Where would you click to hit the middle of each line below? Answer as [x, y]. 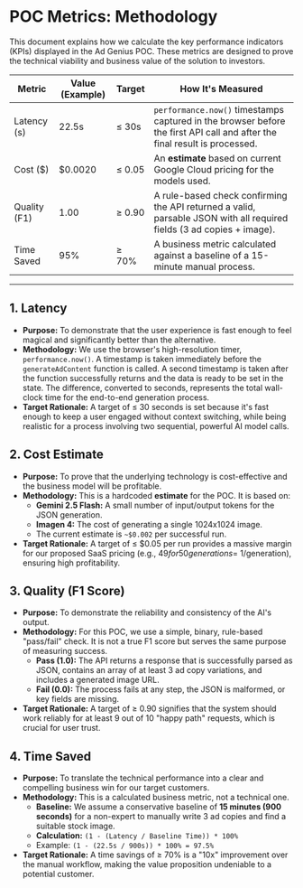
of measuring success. [65, 651]
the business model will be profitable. [92, 486]
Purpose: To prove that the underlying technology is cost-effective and [155, 476]
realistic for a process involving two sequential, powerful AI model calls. [156, 425]
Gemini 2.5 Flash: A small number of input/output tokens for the [155, 505]
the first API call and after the [216, 132]
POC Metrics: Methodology [114, 17]
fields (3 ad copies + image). [215, 229]
